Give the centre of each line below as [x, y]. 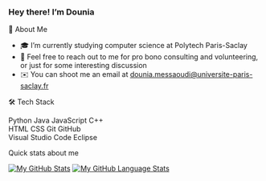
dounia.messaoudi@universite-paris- [191, 74]
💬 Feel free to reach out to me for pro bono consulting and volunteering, [139, 57]
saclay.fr [34, 86]
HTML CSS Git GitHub [45, 129]
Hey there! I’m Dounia [51, 12]
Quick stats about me [43, 153]
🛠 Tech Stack [31, 102]
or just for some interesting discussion [83, 66]
